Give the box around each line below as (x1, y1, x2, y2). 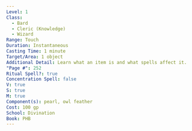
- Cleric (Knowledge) (11, 25, 66, 32)
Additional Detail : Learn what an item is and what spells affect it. (6, 59, 187, 65)
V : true (6, 82, 26, 88)
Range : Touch (6, 37, 39, 43)
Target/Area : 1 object (6, 54, 63, 60)
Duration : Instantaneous (6, 43, 69, 49)
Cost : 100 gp (6, 104, 39, 110)
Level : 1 (6, 8, 28, 15)
